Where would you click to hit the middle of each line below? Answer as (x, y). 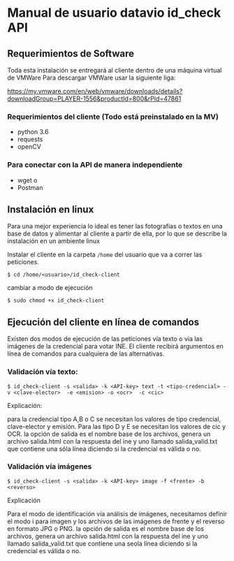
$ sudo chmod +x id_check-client (56, 301)
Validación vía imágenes (50, 467)
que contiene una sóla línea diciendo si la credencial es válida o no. (104, 449)
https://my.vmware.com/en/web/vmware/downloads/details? (95, 91)
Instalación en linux (51, 209)
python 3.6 (33, 132)
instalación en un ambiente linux (53, 241)
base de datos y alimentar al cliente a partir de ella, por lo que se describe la (117, 234)
